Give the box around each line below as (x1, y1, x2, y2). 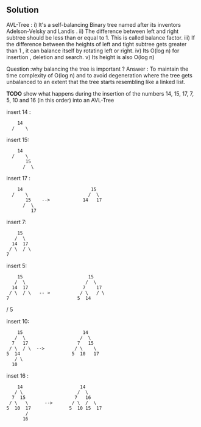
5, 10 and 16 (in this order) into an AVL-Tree (6, 96, 115, 104)
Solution (6, 5, 39, 15)
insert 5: (6, 262, 27, 269)
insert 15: (6, 136, 29, 143)
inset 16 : (6, 372, 29, 379)
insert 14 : (6, 108, 31, 115)
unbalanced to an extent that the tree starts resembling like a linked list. (6, 78, 186, 85)
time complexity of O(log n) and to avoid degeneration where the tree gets (6, 71, 193, 79)
